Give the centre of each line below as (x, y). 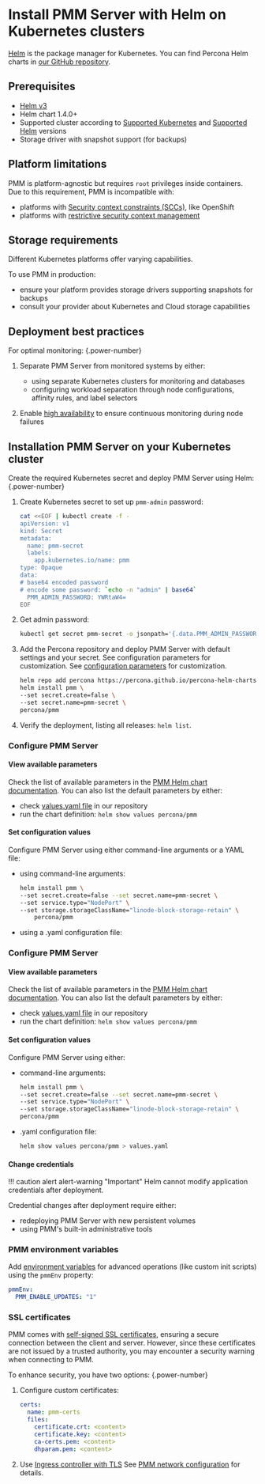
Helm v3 (33, 105)
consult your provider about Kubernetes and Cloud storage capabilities (135, 307)
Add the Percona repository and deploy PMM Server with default (125, 649)
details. (32, 1472)
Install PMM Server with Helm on (117, 15)
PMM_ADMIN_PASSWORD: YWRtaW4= (77, 597)
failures (32, 422)
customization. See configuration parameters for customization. (123, 666)
